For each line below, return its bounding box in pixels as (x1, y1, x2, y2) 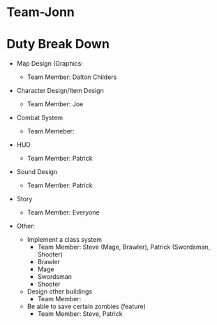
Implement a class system (27, 236, 103, 244)
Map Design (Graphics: (16, 59, 84, 68)
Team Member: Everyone (27, 208, 100, 217)
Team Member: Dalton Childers (27, 73, 117, 81)
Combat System (16, 113, 63, 122)
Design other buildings (27, 287, 92, 296)
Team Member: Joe (27, 100, 84, 108)
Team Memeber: (27, 127, 75, 136)
